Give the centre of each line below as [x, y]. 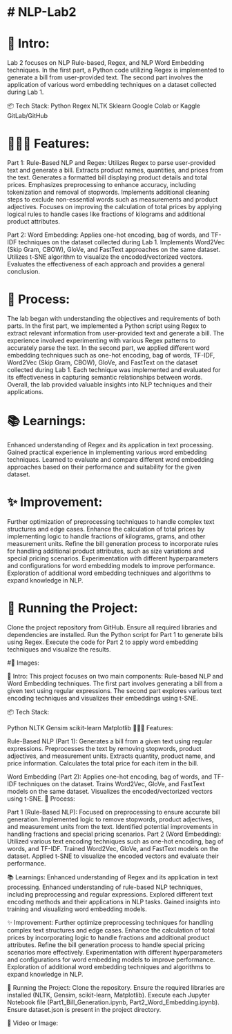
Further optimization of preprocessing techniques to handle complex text [111, 521]
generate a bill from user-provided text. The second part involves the [105, 77]
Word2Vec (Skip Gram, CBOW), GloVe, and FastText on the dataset [103, 362]
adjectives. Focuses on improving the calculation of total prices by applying [115, 207]
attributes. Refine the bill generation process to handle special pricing [106, 945]
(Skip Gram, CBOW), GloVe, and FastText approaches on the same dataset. [114, 250]
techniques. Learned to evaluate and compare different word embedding [110, 459]
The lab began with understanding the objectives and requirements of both [114, 319]
